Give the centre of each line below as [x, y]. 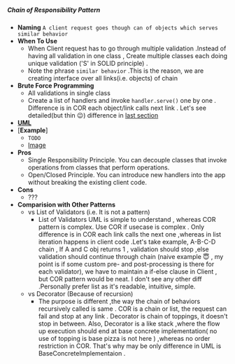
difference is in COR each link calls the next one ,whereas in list [130, 234]
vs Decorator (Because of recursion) [80, 293]
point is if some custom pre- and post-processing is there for [126, 264]
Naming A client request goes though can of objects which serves [117, 27]
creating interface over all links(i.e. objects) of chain [103, 78]
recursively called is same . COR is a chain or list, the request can [133, 309]
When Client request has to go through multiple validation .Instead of [127, 48]
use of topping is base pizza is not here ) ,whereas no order [124, 338]
